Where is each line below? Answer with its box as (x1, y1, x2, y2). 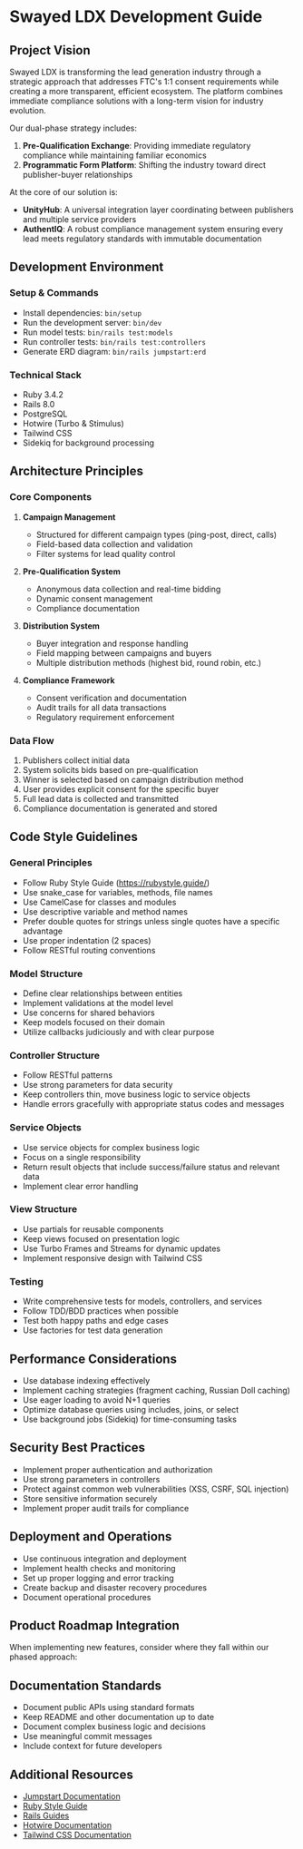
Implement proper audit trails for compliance (22, 1502, 190, 1513)
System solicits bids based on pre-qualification (22, 764, 199, 775)
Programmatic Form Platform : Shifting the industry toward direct (22, 160, 266, 170)
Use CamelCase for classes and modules (22, 896, 177, 907)
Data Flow (9, 734, 54, 747)
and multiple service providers (22, 214, 137, 224)
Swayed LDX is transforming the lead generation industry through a (9, 66, 261, 77)
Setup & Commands (9, 287, 99, 299)
